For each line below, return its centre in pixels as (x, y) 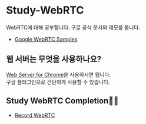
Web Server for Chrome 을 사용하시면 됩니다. (58, 74)
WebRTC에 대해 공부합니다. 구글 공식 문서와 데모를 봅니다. (73, 27)
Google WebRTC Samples (46, 39)
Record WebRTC (35, 115)
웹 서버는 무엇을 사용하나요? (54, 59)
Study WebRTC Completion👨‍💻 (62, 101)
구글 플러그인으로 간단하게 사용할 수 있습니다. (58, 82)
